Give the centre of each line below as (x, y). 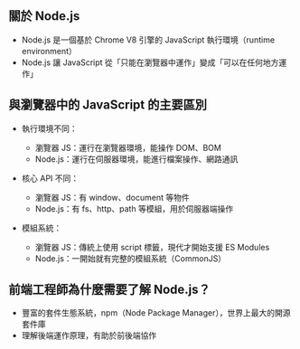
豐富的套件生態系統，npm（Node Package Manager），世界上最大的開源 (156, 313)
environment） (49, 51)
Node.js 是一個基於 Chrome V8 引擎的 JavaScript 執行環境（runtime (148, 40)
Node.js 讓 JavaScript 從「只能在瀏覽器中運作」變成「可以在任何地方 (150, 62)
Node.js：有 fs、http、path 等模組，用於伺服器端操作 (134, 208)
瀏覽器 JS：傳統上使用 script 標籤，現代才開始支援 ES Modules (152, 247)
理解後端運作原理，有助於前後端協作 (89, 335)
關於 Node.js (44, 16)
